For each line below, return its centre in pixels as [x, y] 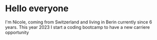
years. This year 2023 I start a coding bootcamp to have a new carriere [78, 27]
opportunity [17, 32]
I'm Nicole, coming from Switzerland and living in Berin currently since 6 [78, 22]
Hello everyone [37, 9]
